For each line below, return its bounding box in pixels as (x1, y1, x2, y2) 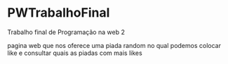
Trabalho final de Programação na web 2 (7, 28, 125, 36)
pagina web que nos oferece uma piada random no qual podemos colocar (7, 41, 221, 49)
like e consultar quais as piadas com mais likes (7, 49, 142, 57)
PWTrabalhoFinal (7, 5, 110, 21)
